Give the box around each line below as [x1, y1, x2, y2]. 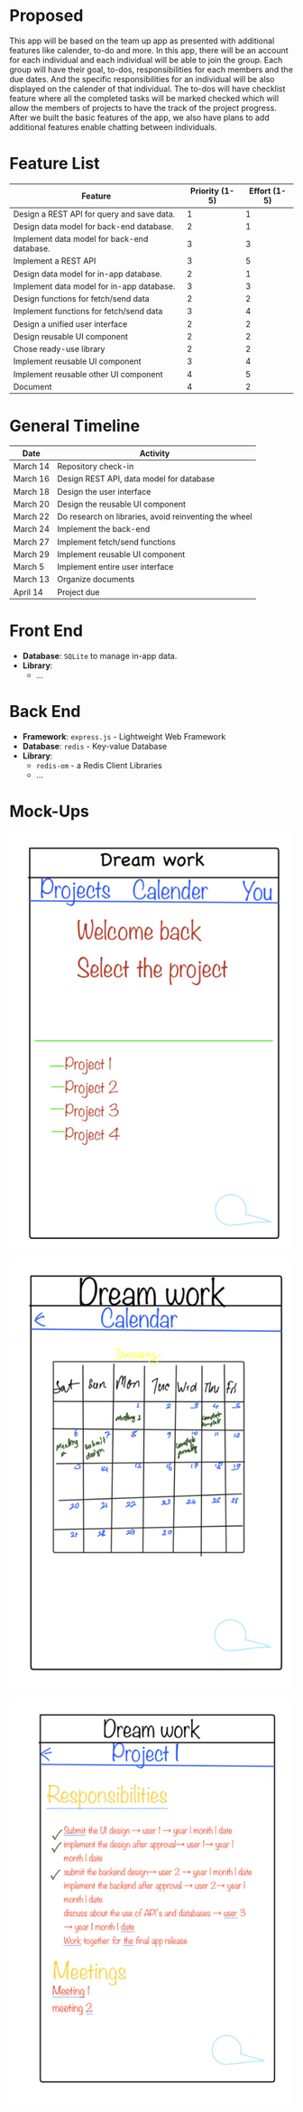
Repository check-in [57, 461, 134, 472]
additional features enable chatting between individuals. [9, 121, 218, 132]
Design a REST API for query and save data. [13, 209, 176, 219]
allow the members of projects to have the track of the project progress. [9, 102, 277, 113]
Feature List [9, 154, 100, 174]
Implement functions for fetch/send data [13, 306, 163, 317]
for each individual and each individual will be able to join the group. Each [9, 54, 283, 65]
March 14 [13, 461, 50, 472]
